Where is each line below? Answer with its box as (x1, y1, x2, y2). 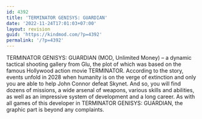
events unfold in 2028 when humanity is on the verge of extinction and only (6, 74, 197, 81)
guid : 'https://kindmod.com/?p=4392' (6, 32, 103, 38)
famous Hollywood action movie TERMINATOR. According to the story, (6, 67, 184, 74)
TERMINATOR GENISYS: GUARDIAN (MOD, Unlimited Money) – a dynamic (6, 54, 192, 61)
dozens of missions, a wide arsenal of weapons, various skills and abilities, (6, 87, 195, 93)
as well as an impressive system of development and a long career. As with (6, 93, 195, 100)
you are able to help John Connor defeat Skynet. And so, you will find (6, 80, 181, 87)
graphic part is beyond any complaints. (6, 106, 105, 113)
